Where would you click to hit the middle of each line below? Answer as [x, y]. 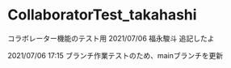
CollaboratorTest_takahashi [102, 15]
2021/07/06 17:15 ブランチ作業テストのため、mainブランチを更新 [115, 55]
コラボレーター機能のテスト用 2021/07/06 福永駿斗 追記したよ [111, 38]
